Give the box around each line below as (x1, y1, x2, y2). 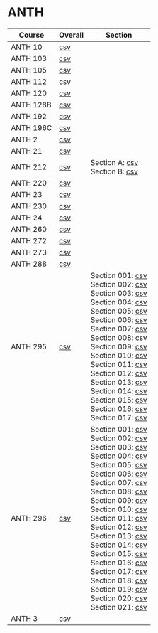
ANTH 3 (11, 613, 38, 623)
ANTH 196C (11, 122, 52, 132)
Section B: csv (90, 166, 138, 176)
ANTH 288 (11, 259, 47, 269)
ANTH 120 (11, 88, 47, 98)
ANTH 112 (11, 76, 47, 86)
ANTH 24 (11, 213, 43, 223)
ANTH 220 (11, 178, 47, 188)
